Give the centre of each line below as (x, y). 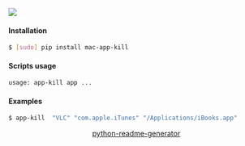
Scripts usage (32, 65)
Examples (26, 101)
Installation (28, 30)
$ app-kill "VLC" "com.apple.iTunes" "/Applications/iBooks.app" (123, 118)
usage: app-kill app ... (50, 83)
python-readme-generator (136, 134)
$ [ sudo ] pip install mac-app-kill (69, 48)
